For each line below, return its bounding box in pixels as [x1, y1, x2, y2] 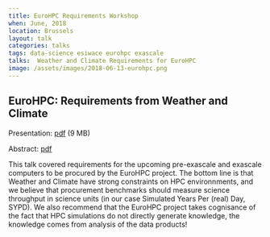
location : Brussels [8, 27, 74, 35]
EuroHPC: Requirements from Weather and [8, 94, 228, 108]
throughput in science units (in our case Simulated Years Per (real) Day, [8, 193, 246, 203]
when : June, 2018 [8, 19, 67, 27]
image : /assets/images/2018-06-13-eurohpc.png [8, 64, 168, 73]
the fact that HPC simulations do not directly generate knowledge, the [8, 210, 240, 220]
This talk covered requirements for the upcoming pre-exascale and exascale [8, 159, 262, 169]
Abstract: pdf [8, 143, 52, 153]
